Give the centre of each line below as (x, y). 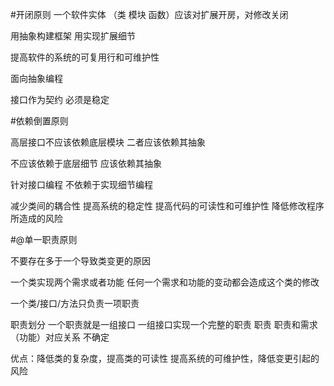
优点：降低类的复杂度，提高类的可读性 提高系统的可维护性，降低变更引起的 (165, 358)
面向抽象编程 (36, 78)
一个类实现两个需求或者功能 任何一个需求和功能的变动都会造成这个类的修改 (165, 282)
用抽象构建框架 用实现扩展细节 (73, 36)
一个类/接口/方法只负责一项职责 (75, 303)
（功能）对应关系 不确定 (60, 337)
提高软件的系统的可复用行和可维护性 (85, 57)
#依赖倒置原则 (39, 121)
